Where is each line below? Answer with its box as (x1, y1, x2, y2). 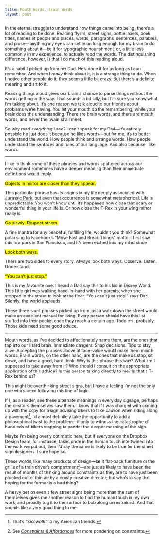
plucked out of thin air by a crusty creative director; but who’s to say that (5, 474, 150, 480)
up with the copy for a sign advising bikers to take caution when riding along (5, 408, 158, 413)
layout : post (5, 12, 32, 17)
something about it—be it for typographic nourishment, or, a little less (5, 46, 144, 52)
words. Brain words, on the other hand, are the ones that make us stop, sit (5, 353, 153, 358)
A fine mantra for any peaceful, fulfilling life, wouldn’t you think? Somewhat (5, 229, 155, 235)
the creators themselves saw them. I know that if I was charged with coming (5, 402, 158, 408)
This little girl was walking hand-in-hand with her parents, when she (5, 288, 141, 294)
